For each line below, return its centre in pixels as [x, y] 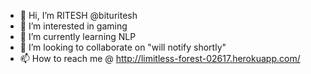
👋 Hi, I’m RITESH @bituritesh [78, 15]
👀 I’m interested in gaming [73, 26]
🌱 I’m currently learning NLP [78, 36]
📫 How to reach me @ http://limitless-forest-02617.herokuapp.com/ [160, 58]
